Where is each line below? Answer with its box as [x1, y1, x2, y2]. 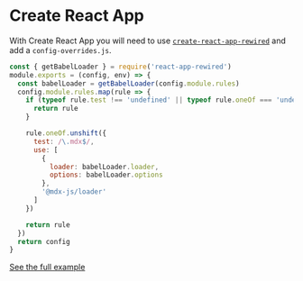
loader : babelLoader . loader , [49, 162, 160, 171]
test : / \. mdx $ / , [32, 137, 95, 146]
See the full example [9, 262, 86, 273]
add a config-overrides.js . [9, 44, 112, 55]
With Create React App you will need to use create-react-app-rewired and [9, 35, 287, 46]
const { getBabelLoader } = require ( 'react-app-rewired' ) [9, 62, 232, 71]
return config [17, 237, 70, 246]
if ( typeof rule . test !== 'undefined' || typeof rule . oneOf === [25, 95, 272, 104]
